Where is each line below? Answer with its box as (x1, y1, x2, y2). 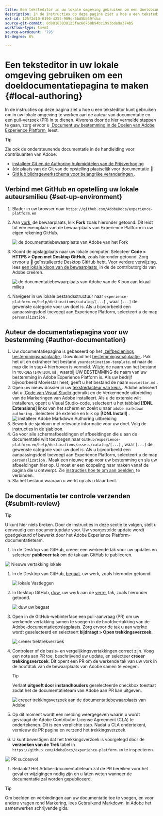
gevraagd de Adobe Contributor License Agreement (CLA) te (12, 717, 134, 723)
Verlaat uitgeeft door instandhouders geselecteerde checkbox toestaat (12, 682, 156, 689)
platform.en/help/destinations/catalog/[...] (12, 299, 106, 304)
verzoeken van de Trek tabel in (12, 742, 75, 747)
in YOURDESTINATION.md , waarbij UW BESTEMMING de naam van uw (12, 369, 147, 375)
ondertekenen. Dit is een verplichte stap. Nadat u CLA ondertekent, (12, 722, 147, 728)
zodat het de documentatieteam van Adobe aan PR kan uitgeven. (12, 688, 142, 693)
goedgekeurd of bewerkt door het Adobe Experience (5, 532, 111, 538)
